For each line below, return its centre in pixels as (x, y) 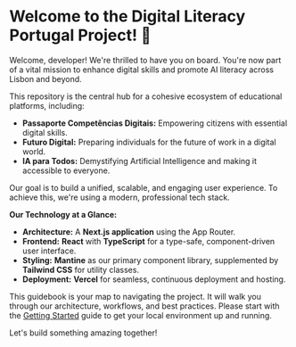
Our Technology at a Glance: (63, 214)
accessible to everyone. (66, 170)
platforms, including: (47, 105)
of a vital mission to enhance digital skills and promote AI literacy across (142, 70)
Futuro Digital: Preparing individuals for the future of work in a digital (149, 142)
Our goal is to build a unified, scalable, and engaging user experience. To (144, 187)
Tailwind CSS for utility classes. (81, 269)
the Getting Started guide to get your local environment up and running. (140, 315)
